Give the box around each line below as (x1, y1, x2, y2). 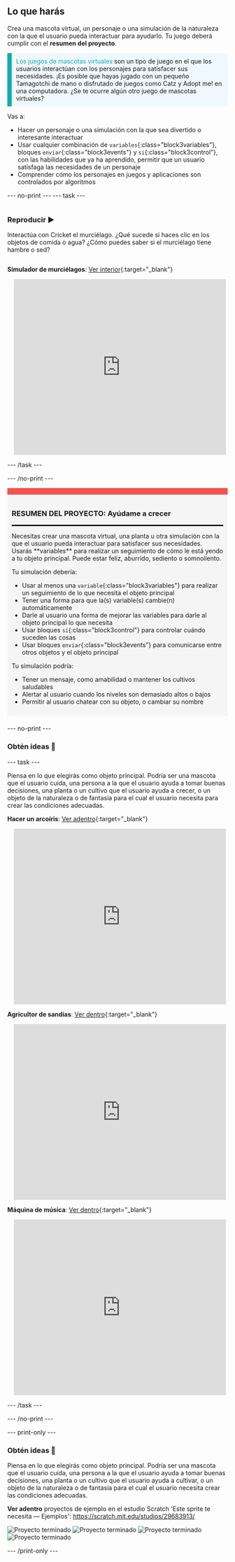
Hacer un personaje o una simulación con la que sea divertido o (17, 125, 201, 134)
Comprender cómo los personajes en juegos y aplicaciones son (17, 170, 201, 178)
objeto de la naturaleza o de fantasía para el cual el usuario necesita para (7, 793, 218, 802)
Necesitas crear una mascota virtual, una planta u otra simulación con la (11, 532, 220, 541)
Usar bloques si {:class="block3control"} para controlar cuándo (22, 626, 206, 634)
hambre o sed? (7, 246, 50, 254)
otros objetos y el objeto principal (22, 648, 119, 657)
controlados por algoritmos (17, 178, 96, 186)
